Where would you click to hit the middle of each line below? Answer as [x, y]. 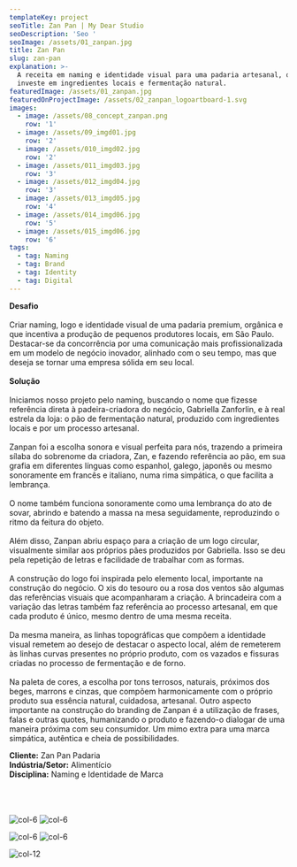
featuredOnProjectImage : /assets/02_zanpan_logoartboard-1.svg [128, 100]
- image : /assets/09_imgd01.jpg [77, 133]
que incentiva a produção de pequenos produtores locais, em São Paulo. [142, 334]
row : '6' [41, 240]
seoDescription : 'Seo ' [53, 34]
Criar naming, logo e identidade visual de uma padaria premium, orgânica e [146, 325]
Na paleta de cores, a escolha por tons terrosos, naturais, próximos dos [139, 681]
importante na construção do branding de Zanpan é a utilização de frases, [145, 710]
